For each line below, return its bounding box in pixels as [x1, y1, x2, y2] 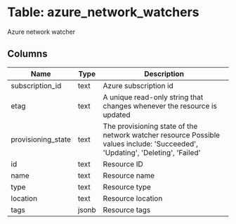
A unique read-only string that [103, 92, 204, 102]
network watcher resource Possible [103, 130, 220, 139]
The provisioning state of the [103, 121, 198, 131]
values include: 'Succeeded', [103, 139, 199, 149]
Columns [7, 48, 48, 60]
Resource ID [103, 159, 144, 169]
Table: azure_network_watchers [7, 4, 199, 20]
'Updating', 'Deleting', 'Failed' [103, 147, 202, 157]
